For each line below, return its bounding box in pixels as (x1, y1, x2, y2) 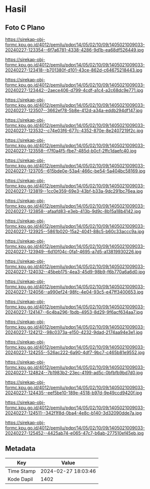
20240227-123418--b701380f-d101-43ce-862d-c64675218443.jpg (5, 67, 143, 73)
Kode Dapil (7, 476, 33, 483)
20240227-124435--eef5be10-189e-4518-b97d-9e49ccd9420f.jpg (5, 390, 143, 396)
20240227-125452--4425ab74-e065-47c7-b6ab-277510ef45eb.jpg (5, 430, 144, 436)
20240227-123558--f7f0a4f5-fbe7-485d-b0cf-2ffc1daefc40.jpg (5, 148, 137, 153)
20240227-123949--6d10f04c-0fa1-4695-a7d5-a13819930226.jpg (5, 249, 142, 254)
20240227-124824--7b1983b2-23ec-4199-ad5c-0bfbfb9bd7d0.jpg (5, 370, 143, 375)
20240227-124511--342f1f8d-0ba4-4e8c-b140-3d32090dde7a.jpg (5, 410, 142, 416)
